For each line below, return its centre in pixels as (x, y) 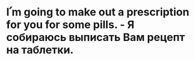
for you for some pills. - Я (70, 25)
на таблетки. (40, 50)
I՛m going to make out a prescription (98, 12)
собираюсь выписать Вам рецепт (96, 37)
